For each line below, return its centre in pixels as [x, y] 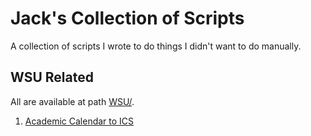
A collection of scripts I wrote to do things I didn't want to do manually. [156, 46]
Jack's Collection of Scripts [127, 18]
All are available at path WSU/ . [72, 101]
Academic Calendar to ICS [79, 121]
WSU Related [52, 77]
